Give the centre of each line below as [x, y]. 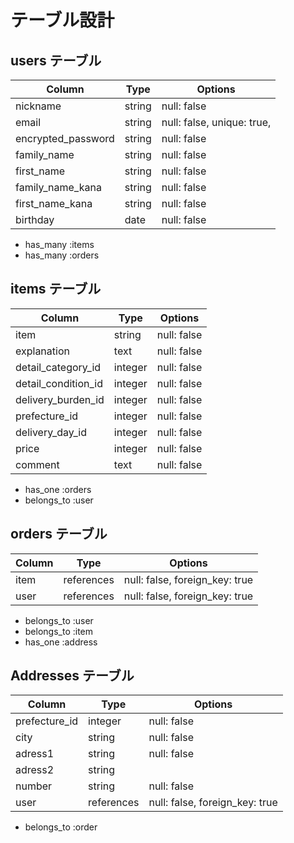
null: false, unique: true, [216, 122]
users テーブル [56, 60]
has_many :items [59, 244]
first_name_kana [54, 203]
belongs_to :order [61, 827]
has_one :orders [58, 489]
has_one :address [61, 642]
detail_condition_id [59, 383]
